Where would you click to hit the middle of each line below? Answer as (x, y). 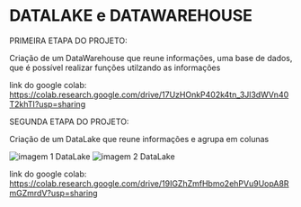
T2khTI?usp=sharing (48, 103)
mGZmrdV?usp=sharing (53, 193)
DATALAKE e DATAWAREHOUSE (131, 16)
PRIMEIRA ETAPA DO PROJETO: (68, 40)
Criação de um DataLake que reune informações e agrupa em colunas (139, 139)
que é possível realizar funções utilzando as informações (115, 67)
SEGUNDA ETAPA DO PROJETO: (69, 121)
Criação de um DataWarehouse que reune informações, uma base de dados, (151, 58)
